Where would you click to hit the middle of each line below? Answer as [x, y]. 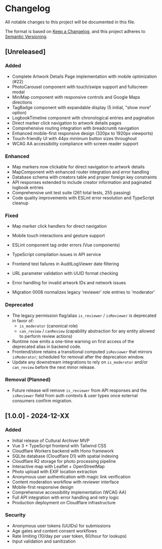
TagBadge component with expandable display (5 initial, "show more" [82, 107]
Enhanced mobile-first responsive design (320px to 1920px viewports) [82, 133]
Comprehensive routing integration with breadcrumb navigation [75, 128]
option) [19, 112]
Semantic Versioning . [26, 37]
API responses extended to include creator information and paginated [82, 182]
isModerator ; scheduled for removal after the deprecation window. [78, 357]
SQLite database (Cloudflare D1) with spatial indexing [65, 456]
